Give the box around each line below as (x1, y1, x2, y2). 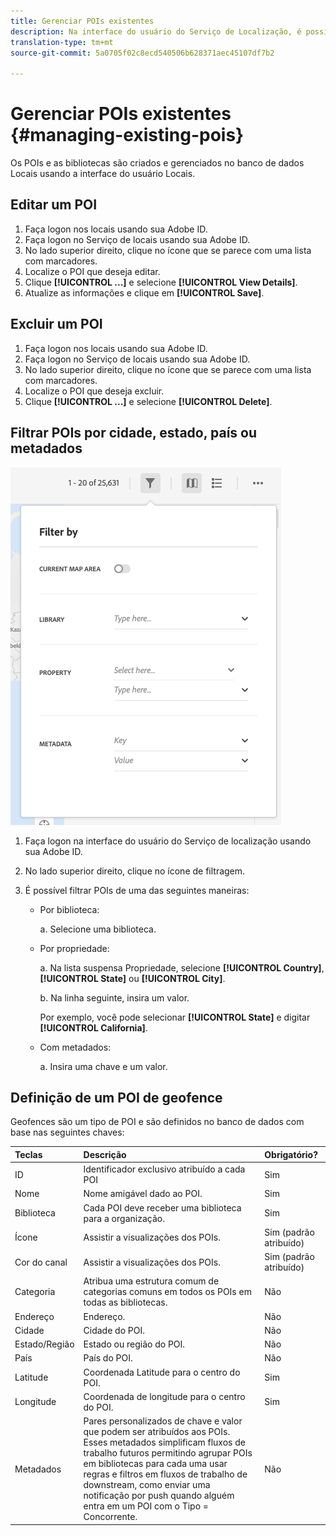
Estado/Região (14, 1338, 75, 1350)
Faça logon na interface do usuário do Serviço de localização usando (24, 835, 312, 847)
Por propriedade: (39, 942, 110, 954)
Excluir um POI (10, 316, 103, 333)
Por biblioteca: (39, 903, 100, 915)
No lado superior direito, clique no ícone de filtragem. (24, 865, 246, 877)
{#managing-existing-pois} (10, 124, 245, 147)
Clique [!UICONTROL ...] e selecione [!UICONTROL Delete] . (24, 395, 273, 407)
